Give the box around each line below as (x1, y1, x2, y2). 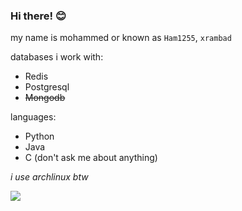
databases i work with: (10, 51, 104, 63)
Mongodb (24, 92, 66, 104)
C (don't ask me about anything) (24, 152, 158, 164)
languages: (10, 111, 57, 123)
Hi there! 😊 (10, 9, 67, 23)
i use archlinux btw (10, 171, 89, 183)
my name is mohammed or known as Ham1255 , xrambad (10, 32, 232, 44)
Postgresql (24, 81, 70, 93)
